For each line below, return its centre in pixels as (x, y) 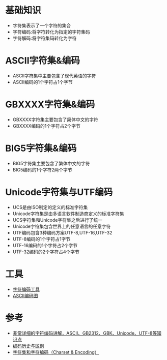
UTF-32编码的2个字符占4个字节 (46, 252)
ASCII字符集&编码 (43, 61)
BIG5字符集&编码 (41, 148)
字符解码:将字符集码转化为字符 (45, 38)
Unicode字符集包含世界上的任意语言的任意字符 (62, 226)
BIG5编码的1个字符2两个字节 (42, 170)
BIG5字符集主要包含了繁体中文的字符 (51, 163)
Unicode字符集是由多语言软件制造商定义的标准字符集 (68, 214)
